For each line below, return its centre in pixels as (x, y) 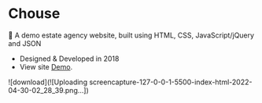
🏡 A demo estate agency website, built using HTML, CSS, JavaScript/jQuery (131, 35)
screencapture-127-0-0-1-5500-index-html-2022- (171, 82)
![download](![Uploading (48, 82)
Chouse (34, 14)
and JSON (25, 43)
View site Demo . (46, 66)
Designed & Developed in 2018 (69, 59)
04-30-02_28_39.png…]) (48, 90)
